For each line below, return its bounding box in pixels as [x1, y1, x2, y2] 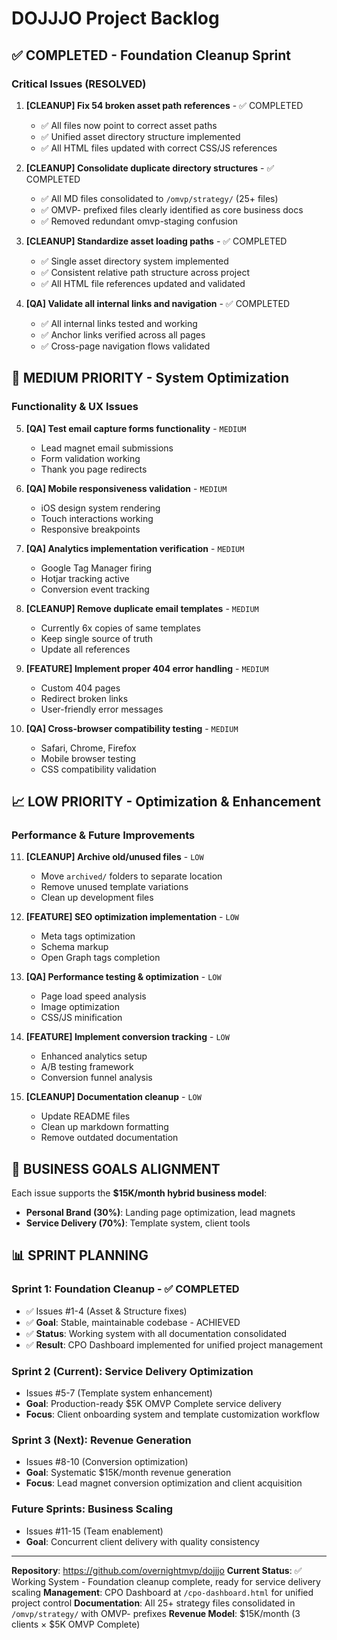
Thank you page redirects [40, 463, 148, 475]
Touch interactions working [40, 512, 154, 524]
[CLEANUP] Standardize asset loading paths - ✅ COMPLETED [25, 235, 288, 247]
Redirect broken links [40, 692, 129, 704]
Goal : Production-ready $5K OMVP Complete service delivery [25, 1398, 282, 1410]
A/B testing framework [40, 1061, 134, 1073]
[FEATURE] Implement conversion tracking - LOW [25, 1031, 230, 1043]
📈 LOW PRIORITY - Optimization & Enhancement [11, 793, 321, 810]
